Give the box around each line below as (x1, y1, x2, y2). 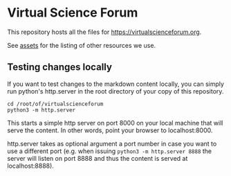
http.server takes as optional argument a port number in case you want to (7, 139, 217, 148)
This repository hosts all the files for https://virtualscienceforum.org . (7, 28, 202, 36)
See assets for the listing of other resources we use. (7, 41, 156, 49)
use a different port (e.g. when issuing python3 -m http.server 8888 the (7, 147, 212, 155)
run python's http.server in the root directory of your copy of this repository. (7, 87, 224, 95)
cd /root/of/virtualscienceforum (7, 100, 104, 107)
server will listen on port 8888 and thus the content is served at (7, 154, 188, 162)
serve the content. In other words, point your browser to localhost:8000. (7, 126, 213, 134)
